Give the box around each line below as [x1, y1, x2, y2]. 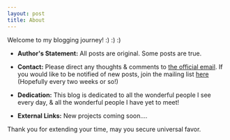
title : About [7, 17, 45, 24]
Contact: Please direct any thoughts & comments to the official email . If [17, 62, 223, 71]
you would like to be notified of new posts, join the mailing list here [17, 70, 209, 78]
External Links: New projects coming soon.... [17, 112, 148, 120]
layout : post [7, 10, 45, 17]
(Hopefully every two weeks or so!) [17, 77, 118, 85]
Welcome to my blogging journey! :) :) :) [7, 35, 121, 44]
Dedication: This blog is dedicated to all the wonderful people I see [17, 91, 211, 99]
